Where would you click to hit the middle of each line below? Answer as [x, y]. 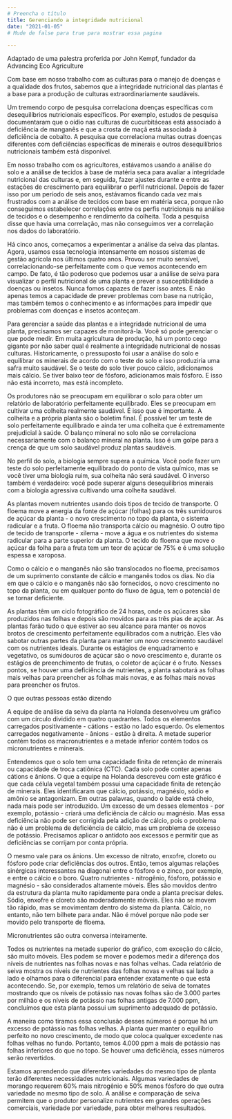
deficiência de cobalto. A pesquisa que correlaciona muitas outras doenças [115, 137]
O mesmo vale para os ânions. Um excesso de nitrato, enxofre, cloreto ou [112, 856]
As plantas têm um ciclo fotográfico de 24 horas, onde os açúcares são [109, 611]
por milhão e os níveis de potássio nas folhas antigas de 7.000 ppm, [104, 1001]
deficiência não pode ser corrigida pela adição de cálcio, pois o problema [112, 821]
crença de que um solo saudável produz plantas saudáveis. [91, 447]
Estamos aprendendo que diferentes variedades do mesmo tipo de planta [112, 1071]
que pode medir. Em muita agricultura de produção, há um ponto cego [107, 339]
